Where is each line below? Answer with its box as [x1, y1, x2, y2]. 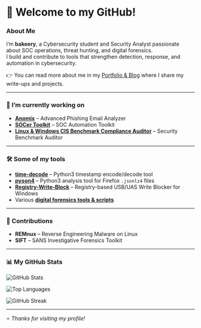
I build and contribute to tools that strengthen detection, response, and [6, 53, 181, 61]
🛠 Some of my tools [6, 154, 66, 163]
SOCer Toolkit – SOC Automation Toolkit [14, 121, 115, 128]
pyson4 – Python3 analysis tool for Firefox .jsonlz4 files [14, 177, 154, 184]
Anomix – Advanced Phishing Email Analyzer [14, 114, 126, 122]
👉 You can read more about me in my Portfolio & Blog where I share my [6, 71, 184, 79]
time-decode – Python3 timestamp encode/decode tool [14, 171, 153, 178]
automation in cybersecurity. [6, 59, 77, 67]
